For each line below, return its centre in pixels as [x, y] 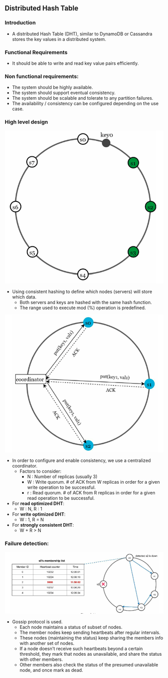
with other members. [41, 659]
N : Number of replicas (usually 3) [62, 477]
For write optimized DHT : [39, 514]
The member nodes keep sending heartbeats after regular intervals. [90, 632]
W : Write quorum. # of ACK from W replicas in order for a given [93, 482]
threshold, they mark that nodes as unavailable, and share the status [91, 654]
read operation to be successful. [61, 498]
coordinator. [24, 466]
